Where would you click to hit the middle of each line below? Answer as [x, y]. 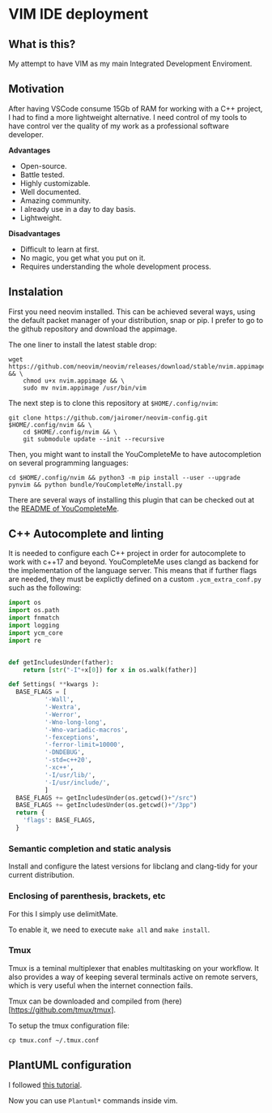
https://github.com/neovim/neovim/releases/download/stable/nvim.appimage [137, 366]
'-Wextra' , [63, 707]
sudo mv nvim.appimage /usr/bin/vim [85, 388]
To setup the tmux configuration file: [69, 1025]
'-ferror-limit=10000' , [85, 745]
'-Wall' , [59, 700]
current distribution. [42, 875]
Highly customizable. [55, 183]
